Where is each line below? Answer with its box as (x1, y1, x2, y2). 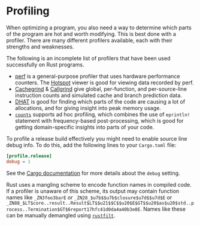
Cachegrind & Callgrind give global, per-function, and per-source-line (14, 85, 187, 92)
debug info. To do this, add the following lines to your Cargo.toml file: (6, 141, 177, 148)
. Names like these (140, 205, 186, 212)
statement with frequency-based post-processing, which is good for (14, 117, 184, 124)
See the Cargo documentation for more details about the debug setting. (6, 169, 181, 177)
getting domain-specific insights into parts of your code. (14, 123, 154, 130)
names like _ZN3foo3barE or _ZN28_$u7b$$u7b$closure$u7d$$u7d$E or (6, 193, 172, 201)
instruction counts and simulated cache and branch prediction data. (14, 92, 183, 99)
